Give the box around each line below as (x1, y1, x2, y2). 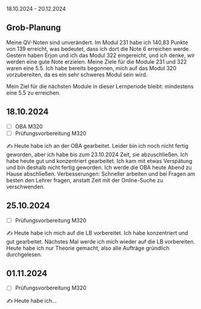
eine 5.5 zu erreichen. (6, 89, 61, 96)
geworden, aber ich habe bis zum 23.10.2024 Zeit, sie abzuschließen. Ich (6, 151, 189, 158)
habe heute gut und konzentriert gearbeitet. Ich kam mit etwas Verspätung (6, 157, 193, 164)
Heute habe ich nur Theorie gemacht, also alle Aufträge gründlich (6, 244, 170, 251)
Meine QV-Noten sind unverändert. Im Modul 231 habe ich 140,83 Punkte (6, 39, 189, 46)
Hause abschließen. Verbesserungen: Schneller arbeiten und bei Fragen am (6, 170, 196, 178)
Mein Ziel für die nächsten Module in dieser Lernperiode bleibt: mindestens (6, 82, 194, 90)
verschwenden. (6, 183, 45, 190)
